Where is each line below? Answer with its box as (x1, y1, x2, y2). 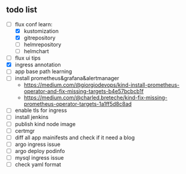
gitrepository (23, 34, 56, 41)
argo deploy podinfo (14, 147, 65, 154)
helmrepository (23, 41, 62, 48)
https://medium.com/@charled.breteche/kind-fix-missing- (23, 94, 167, 101)
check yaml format (14, 161, 62, 168)
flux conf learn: (14, 20, 53, 28)
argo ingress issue (14, 141, 61, 148)
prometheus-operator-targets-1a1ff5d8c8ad (23, 100, 132, 108)
